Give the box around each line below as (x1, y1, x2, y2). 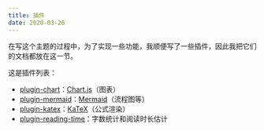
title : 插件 (8, 11, 45, 20)
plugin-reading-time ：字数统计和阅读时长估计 (19, 114, 168, 123)
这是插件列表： (8, 67, 57, 77)
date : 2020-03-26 (8, 19, 65, 27)
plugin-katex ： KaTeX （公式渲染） (19, 104, 130, 114)
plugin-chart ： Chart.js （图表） (19, 84, 121, 94)
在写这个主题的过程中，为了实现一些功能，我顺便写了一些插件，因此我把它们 (8, 41, 257, 51)
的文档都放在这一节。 (8, 51, 77, 60)
